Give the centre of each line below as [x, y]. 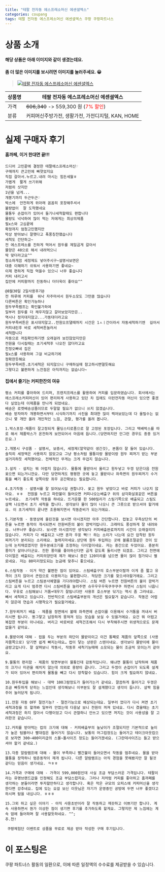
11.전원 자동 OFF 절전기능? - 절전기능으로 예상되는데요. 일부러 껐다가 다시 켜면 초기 [81, 702]
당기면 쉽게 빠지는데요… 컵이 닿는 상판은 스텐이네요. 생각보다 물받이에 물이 [92, 642]
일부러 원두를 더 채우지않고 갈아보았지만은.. [44, 312]
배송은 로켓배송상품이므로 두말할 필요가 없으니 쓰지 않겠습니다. [60, 408]
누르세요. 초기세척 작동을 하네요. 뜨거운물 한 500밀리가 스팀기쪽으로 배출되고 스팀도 [81, 499]
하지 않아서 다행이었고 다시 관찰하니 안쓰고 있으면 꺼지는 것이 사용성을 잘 [89, 713]
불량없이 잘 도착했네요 [25, 208]
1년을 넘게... [17, 192]
